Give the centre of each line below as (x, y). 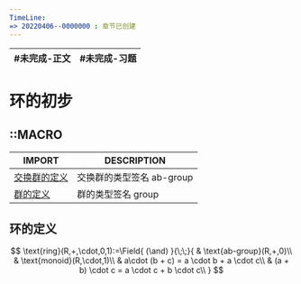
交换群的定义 (41, 177)
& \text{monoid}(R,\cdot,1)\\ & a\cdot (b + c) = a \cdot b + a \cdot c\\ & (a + (151, 261)
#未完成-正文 (42, 58)
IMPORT (41, 160)
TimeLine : (28, 18)
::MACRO (36, 135)
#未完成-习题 (108, 58)
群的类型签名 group (118, 194)
